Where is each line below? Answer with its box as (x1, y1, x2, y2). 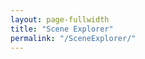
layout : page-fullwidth (10, 14, 110, 25)
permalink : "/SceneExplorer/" (10, 33, 137, 43)
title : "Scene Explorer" (10, 24, 114, 34)
